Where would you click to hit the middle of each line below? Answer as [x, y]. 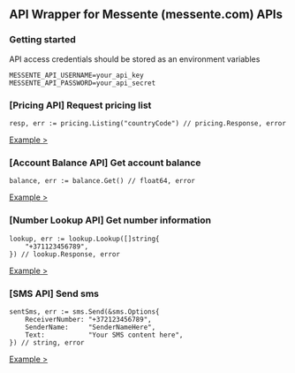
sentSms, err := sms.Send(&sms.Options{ [85, 312]
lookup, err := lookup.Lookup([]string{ [85, 239]
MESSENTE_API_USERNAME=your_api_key [76, 75]
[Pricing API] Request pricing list [80, 105]
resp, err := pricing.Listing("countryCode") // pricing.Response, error [148, 123]
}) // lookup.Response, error [65, 254]
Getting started [43, 40]
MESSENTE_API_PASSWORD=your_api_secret [83, 83]
